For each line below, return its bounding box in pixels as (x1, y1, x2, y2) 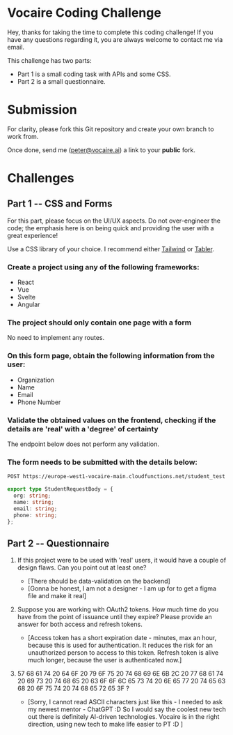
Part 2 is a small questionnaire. (17, 77, 106, 85)
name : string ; (13, 498, 54, 505)
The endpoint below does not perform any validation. (7, 440, 160, 448)
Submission (7, 102, 78, 118)
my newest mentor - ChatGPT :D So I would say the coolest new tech (27, 705, 226, 713)
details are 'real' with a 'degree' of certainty (7, 424, 159, 433)
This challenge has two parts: (7, 56, 92, 64)
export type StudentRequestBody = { (7, 486, 113, 493)
